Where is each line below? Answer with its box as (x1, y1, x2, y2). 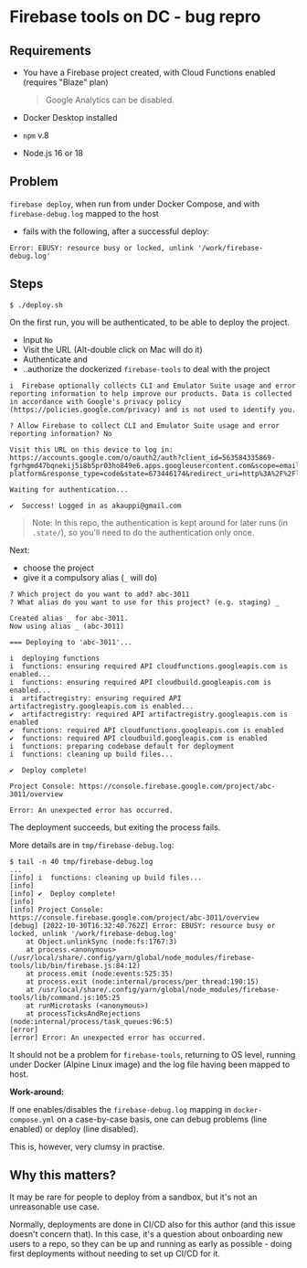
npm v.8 (22, 130, 49, 141)
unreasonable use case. (9, 1201, 101, 1212)
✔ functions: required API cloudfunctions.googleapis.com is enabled (9, 725, 284, 735)
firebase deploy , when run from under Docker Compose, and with (9, 198, 260, 209)
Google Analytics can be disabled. (45, 94, 175, 105)
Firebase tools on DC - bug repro (9, 6, 261, 27)
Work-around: (9, 1086, 65, 1097)
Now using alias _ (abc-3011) (9, 622, 125, 631)
